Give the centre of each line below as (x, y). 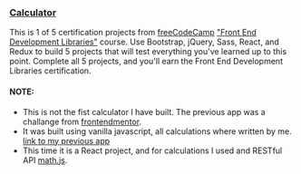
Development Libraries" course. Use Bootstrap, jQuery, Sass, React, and (144, 42)
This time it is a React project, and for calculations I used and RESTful (152, 150)
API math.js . (45, 159)
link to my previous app (66, 140)
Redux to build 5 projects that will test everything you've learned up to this (148, 52)
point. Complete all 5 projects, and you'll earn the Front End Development (146, 62)
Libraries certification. (51, 71)
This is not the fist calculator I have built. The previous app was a (144, 111)
